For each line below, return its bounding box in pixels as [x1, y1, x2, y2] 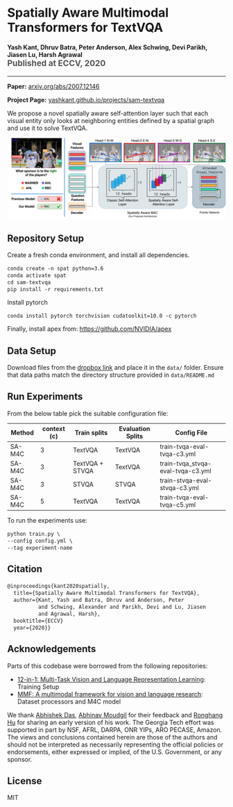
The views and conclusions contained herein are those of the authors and [7, 733, 218, 741]
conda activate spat [7, 272, 67, 279]
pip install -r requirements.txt [7, 286, 104, 293]
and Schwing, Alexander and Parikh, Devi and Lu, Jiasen [37, 603, 207, 610]
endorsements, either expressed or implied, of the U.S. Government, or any [7, 747, 222, 756]
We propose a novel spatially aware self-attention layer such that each [7, 109, 209, 117]
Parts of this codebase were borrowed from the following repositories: [7, 662, 208, 670]
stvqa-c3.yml [159, 484, 199, 492]
